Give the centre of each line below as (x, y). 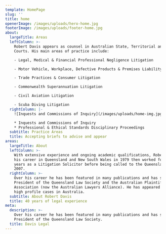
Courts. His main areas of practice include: (62, 51)
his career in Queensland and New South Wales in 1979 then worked (85, 160)
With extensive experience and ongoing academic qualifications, (83, 155)
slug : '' (14, 14)
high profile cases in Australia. (49, 192)
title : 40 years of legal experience (48, 201)
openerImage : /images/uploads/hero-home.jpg (52, 23)
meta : (11, 206)
